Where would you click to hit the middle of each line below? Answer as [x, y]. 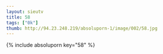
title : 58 [18, 17]
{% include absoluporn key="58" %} [51, 45]
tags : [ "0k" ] [22, 23]
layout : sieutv [25, 12]
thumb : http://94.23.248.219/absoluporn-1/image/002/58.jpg [82, 28]
